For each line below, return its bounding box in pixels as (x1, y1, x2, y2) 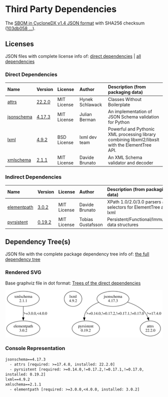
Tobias (79, 216, 93, 222)
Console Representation (5, 345, 65, 352)
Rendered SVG (5, 268, 41, 275)
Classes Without (108, 96, 141, 102)
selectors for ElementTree (107, 204, 160, 210)
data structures (107, 221, 138, 228)
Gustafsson (79, 221, 103, 228)
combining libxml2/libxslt (108, 136, 159, 143)
